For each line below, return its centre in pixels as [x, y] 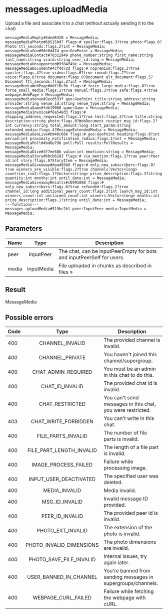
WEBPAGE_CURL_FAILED [62, 598]
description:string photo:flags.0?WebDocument [54, 121]
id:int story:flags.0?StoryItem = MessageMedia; [57, 161]
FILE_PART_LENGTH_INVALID [62, 450]
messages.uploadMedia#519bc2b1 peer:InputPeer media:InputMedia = [76, 209]
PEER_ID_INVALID [62, 516]
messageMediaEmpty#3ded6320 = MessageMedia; [52, 38]
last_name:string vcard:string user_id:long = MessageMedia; [70, 59]
